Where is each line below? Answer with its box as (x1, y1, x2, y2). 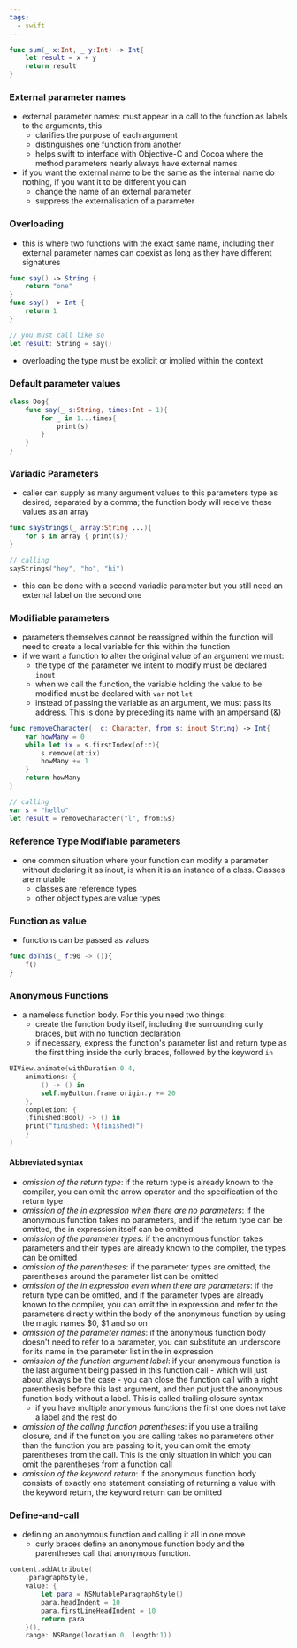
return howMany (25, 773, 81, 783)
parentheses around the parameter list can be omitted (21, 1271, 219, 1282)
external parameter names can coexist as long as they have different (21, 247, 272, 257)
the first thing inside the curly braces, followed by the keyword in (34, 1047, 274, 1058)
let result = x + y (25, 54, 97, 63)
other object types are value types (34, 893, 161, 903)
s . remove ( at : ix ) (41, 748, 101, 757)
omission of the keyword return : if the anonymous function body (21, 1468, 256, 1479)
